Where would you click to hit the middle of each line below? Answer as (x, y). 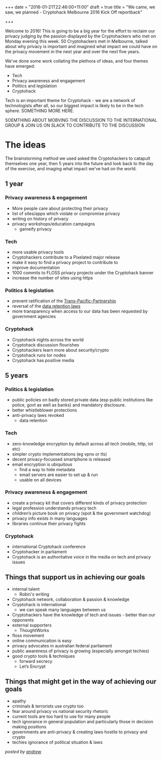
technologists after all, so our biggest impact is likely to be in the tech (74, 106)
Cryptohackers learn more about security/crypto (60, 350)
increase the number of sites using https (52, 278)
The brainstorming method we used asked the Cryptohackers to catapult (78, 158)
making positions (29, 726)
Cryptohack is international (39, 604)
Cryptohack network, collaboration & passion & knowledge (71, 599)
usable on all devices (40, 479)
